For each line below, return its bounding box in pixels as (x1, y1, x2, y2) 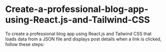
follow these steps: (5, 41, 44, 47)
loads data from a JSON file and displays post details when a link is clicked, (5, 36, 162, 42)
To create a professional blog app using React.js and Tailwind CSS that (5, 30, 152, 36)
